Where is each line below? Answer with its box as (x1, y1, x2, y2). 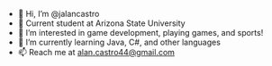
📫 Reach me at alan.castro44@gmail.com (17, 47, 176, 57)
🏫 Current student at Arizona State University (17, 18, 186, 29)
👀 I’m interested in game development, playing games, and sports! (17, 28, 264, 37)
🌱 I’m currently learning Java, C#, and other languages (17, 37, 221, 47)
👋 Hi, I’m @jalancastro (17, 9, 100, 19)
